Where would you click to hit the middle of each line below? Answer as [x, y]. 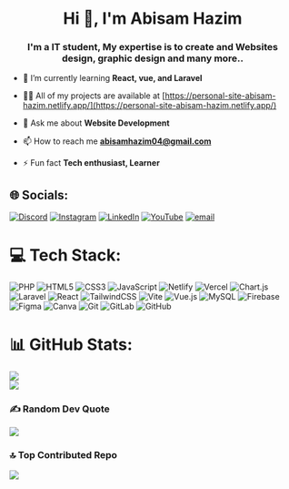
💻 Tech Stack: [65, 255]
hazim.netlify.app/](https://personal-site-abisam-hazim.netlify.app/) [149, 106]
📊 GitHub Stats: [71, 345]
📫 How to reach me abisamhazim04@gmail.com [117, 141]
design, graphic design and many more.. [153, 58]
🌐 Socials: [39, 195]
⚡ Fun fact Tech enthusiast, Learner [91, 163]
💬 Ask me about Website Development [96, 123]
